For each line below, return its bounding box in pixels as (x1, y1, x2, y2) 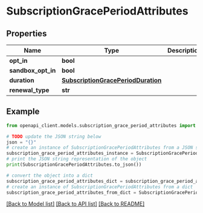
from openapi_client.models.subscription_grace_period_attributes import (6, 122, 196, 128)
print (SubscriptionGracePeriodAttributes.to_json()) (6, 162, 142, 168)
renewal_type (9, 86, 50, 94)
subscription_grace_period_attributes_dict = (6, 178, 123, 184)
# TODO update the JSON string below (6, 133, 101, 140)
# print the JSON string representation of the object (6, 156, 147, 162)
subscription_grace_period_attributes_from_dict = (6, 189, 137, 195)
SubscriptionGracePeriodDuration (61, 76, 162, 84)
